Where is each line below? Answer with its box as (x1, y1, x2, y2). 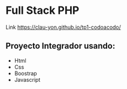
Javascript (14, 76, 41, 83)
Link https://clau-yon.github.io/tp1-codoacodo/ (5, 23, 121, 31)
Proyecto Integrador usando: (5, 41, 116, 51)
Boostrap (14, 70, 37, 77)
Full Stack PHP (5, 4, 80, 17)
